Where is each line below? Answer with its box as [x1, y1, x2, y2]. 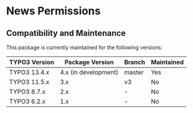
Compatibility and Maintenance [6, 28, 126, 38]
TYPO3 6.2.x [9, 97, 46, 105]
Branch [124, 58, 145, 66]
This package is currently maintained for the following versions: [6, 44, 163, 51]
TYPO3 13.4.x [9, 68, 50, 76]
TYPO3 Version [9, 58, 54, 66]
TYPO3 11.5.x [9, 78, 50, 86]
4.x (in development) [59, 68, 118, 76]
